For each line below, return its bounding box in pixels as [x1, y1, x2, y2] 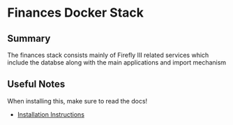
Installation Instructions [17, 110, 85, 119]
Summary [7, 33, 51, 44]
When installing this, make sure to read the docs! [7, 97, 148, 105]
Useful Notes [7, 78, 66, 90]
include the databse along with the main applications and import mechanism [7, 58, 227, 67]
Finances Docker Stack [7, 5, 144, 21]
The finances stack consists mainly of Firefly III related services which [7, 51, 209, 59]
